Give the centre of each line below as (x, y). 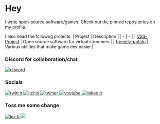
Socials (14, 82)
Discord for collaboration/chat (41, 59)
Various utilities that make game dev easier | (49, 46)
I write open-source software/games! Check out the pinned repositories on (80, 22)
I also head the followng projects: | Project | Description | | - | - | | (71, 36)
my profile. (16, 27)
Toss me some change (32, 106)
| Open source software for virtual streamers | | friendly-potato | (84, 41)
